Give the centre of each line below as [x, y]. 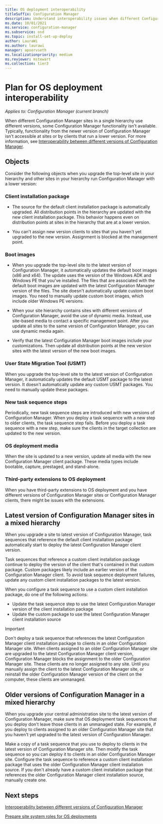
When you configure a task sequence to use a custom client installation [76, 589]
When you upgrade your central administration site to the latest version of [79, 714]
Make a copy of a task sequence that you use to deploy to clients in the [76, 744]
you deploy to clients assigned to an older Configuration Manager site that [79, 729]
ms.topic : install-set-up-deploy [39, 37]
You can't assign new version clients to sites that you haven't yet [77, 232]
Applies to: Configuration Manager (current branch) [57, 112]
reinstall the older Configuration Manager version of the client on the [73, 674]
